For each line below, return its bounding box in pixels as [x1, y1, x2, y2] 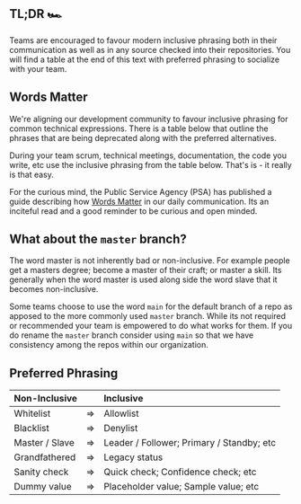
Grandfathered [13, 451, 76, 464]
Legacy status [102, 451, 164, 464]
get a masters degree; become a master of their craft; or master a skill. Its [9, 265, 282, 276]
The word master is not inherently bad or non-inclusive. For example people [9, 255, 290, 266]
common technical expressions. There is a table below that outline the [9, 123, 269, 134]
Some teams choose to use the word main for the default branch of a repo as [9, 301, 293, 312]
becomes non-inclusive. [9, 284, 99, 295]
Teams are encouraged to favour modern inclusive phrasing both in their [9, 34, 278, 46]
